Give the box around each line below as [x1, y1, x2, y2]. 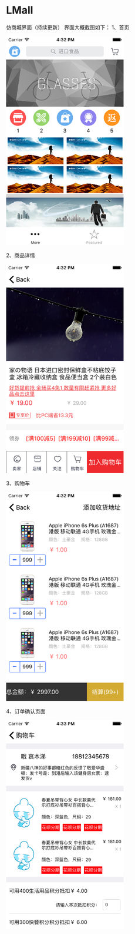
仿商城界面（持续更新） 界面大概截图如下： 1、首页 [6, 24, 130, 31]
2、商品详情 [6, 252, 35, 259]
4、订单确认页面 [6, 708, 46, 715]
